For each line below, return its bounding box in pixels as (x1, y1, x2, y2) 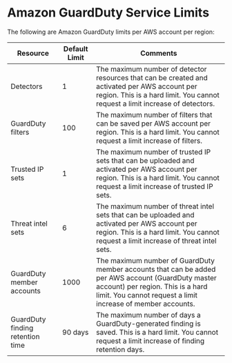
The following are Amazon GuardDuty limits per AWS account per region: (7, 28, 215, 36)
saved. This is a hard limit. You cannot (96, 327, 219, 337)
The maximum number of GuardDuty (96, 255, 215, 265)
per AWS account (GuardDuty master (96, 273, 217, 282)
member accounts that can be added (96, 264, 216, 274)
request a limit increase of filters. (96, 136, 202, 146)
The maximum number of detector (96, 64, 207, 74)
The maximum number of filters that (96, 110, 213, 119)
